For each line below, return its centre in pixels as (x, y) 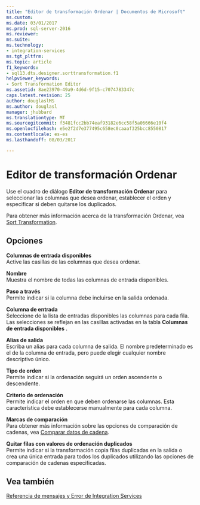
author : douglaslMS (30, 101)
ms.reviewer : (22, 34)
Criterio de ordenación (35, 395)
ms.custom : (20, 17)
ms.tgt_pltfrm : (25, 56)
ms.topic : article (29, 62)
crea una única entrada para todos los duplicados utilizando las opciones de (100, 456)
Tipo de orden (24, 371)
